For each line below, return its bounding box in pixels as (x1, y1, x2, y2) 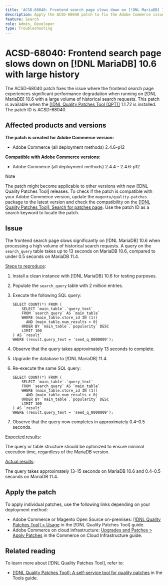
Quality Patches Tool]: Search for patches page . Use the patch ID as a (5, 204, 149, 210)
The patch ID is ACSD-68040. (5, 107, 66, 113)
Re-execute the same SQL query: (12, 365, 81, 371)
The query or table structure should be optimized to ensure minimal (5, 443, 144, 449)
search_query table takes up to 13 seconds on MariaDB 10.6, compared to (5, 248, 156, 254)
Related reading (5, 546, 56, 555)
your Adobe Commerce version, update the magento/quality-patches (5, 193, 147, 199)
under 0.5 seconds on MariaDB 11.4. (5, 253, 79, 259)
